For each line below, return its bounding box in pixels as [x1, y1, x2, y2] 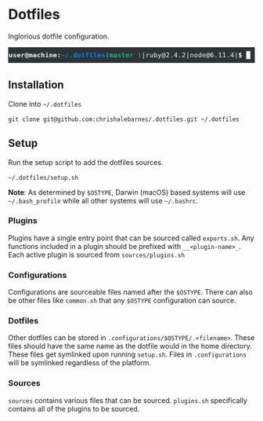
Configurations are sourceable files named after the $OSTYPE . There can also [8, 287, 253, 297]
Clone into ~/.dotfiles [8, 99, 82, 108]
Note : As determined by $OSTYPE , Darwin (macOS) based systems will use [8, 187, 246, 197]
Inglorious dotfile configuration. [8, 31, 110, 41]
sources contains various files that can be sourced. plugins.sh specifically [8, 395, 248, 405]
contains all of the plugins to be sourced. [8, 404, 140, 413]
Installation [8, 79, 64, 92]
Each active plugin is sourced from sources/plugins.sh [8, 250, 186, 259]
